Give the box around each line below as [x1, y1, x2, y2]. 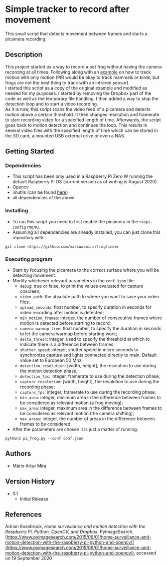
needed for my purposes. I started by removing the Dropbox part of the [5, 90, 152, 96]
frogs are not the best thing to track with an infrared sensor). [5, 79, 130, 85]
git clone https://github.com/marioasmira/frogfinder [5, 244, 120, 249]
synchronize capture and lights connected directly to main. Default [19, 352, 157, 358]
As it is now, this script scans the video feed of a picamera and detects [5, 106, 151, 112]
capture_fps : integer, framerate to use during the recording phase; [19, 389, 156, 395]
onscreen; [19, 288, 41, 294]
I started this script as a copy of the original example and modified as [5, 85, 148, 91]
